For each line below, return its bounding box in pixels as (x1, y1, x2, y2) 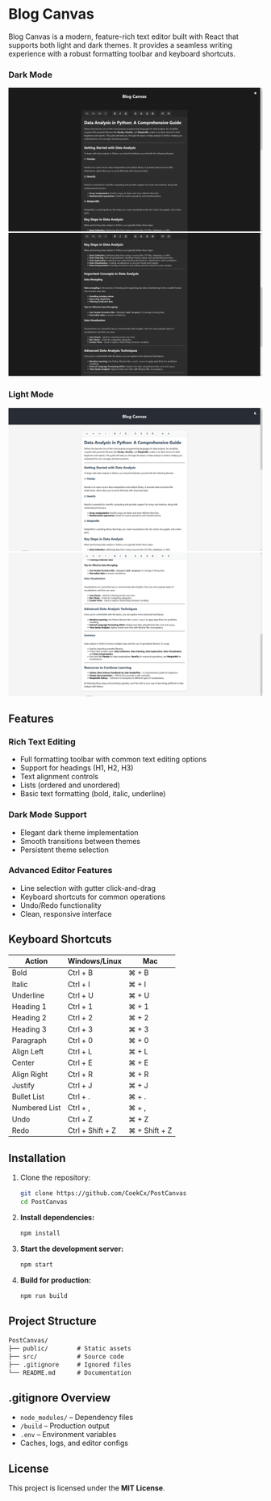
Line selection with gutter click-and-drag (19, 883, 156, 893)
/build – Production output (19, 1421, 110, 1431)
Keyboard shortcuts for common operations (19, 892, 166, 901)
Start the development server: (19, 1244, 124, 1253)
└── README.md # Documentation (8, 1369, 131, 1377)
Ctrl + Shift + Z (67, 1126, 117, 1135)
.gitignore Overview (8, 1391, 111, 1405)
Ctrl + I (67, 979, 90, 989)
